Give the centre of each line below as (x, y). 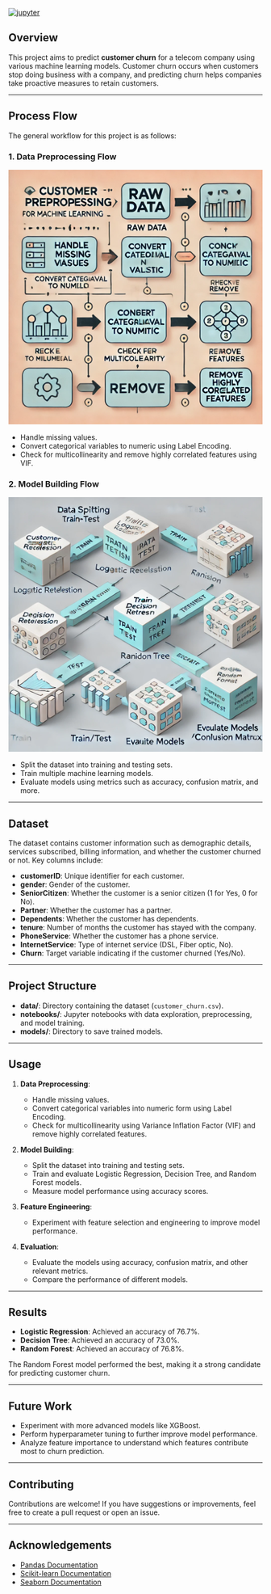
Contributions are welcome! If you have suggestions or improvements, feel (132, 1504)
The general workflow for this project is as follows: (92, 135)
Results (28, 1312)
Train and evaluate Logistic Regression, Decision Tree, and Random (144, 1174)
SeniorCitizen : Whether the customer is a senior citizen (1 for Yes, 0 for (139, 893)
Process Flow (43, 116)
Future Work (40, 1406)
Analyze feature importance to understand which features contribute (134, 1443)
